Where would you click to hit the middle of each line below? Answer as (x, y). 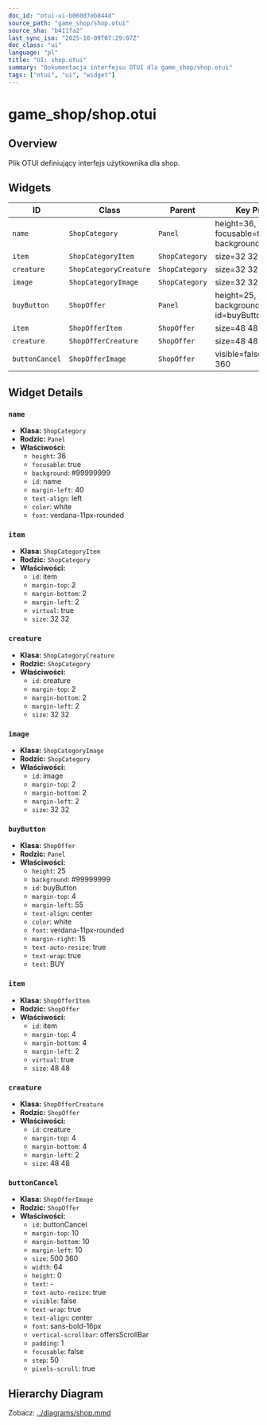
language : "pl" (33, 53)
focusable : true (56, 465)
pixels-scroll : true (63, 1368)
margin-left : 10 (57, 1250)
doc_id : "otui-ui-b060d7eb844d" (62, 16)
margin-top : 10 (55, 1233)
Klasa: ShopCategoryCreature (67, 655)
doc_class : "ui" (35, 45)
